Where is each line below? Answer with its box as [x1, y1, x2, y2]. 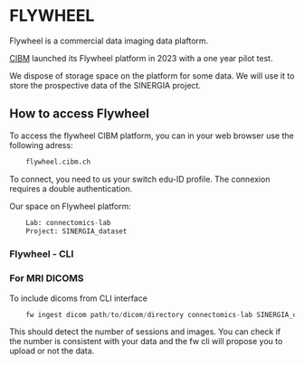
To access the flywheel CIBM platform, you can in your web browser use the [9, 130, 294, 141]
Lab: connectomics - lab [25, 218, 111, 227]
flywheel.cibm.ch [25, 157, 91, 166]
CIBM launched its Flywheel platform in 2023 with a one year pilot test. [9, 52, 273, 63]
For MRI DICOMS [9, 272, 84, 285]
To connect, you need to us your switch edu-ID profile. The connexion [9, 173, 271, 184]
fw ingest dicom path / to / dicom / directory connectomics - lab [25, 310, 253, 319]
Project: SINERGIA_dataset [25, 227, 128, 236]
